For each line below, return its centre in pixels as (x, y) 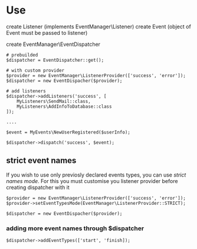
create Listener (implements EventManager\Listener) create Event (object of (99, 26)
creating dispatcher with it (38, 187)
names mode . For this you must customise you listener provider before (92, 181)
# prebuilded (22, 55)
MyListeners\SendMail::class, (54, 101)
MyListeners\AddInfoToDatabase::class (64, 107)
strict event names (41, 160)
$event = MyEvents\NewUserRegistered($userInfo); (68, 132)
